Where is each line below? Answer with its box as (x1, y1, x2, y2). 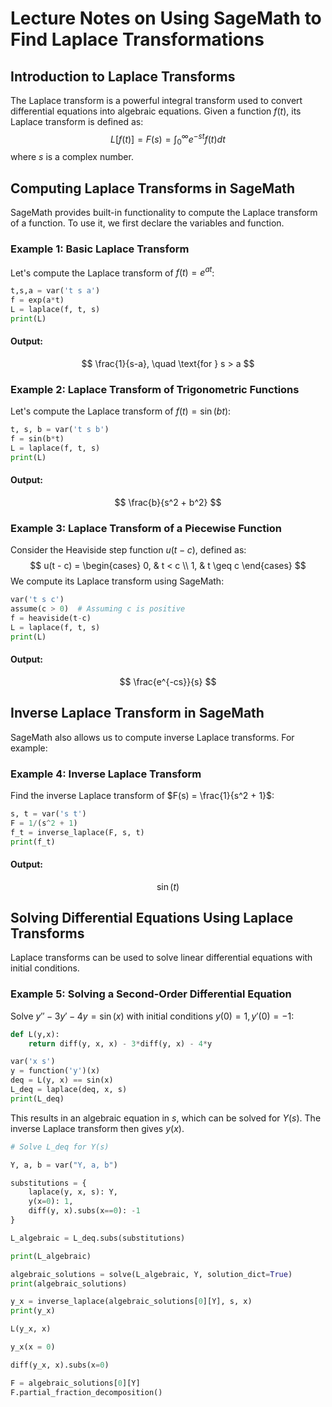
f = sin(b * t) (10, 434, 65, 444)
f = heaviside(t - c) (10, 613, 92, 623)
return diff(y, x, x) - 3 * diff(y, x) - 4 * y (28, 1038, 213, 1049)
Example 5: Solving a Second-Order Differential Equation (10, 987, 292, 1001)
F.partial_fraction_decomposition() (10, 1387, 163, 1397)
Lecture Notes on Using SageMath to (10, 7, 322, 30)
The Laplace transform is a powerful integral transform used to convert (10, 95, 303, 106)
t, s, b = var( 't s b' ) (10, 425, 110, 435)
